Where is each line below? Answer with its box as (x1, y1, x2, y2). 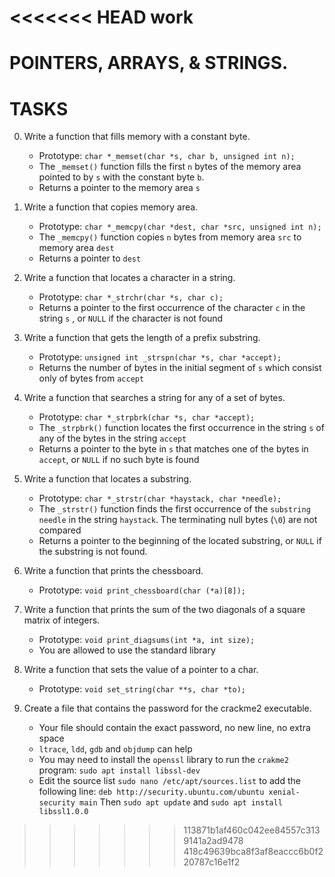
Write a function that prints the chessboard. (23, 565, 204, 577)
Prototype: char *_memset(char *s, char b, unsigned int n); (38, 150, 296, 162)
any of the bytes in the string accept (38, 432, 187, 445)
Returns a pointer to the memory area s (38, 182, 201, 194)
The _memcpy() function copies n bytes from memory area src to (38, 231, 302, 243)
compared (38, 524, 82, 536)
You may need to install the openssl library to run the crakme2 (38, 754, 289, 766)
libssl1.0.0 (38, 807, 89, 817)
